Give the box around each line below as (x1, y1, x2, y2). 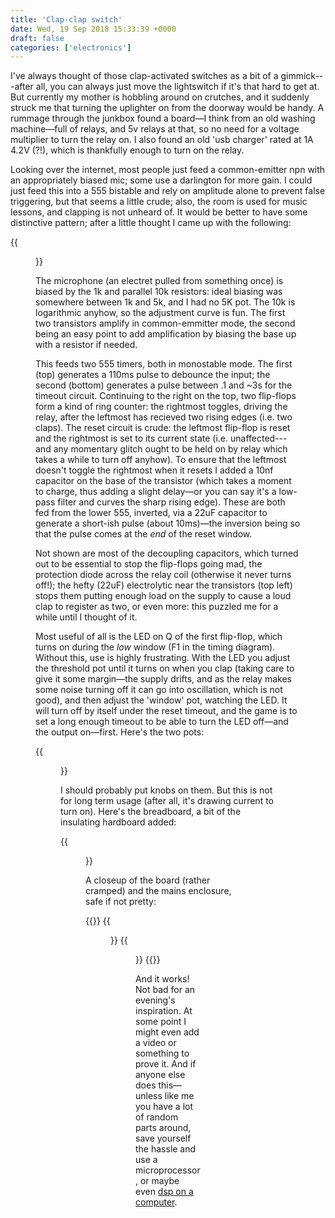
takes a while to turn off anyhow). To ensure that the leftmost (35, 454, 287, 466)
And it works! (135, 973, 190, 985)
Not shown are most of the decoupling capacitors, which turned (35, 547, 299, 560)
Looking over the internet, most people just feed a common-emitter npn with (10, 164, 326, 176)
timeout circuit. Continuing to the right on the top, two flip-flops (35, 390, 297, 402)
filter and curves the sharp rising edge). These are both (57, 496, 286, 508)
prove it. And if (135, 1058, 197, 1070)
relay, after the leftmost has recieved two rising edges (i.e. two (35, 411, 293, 423)
